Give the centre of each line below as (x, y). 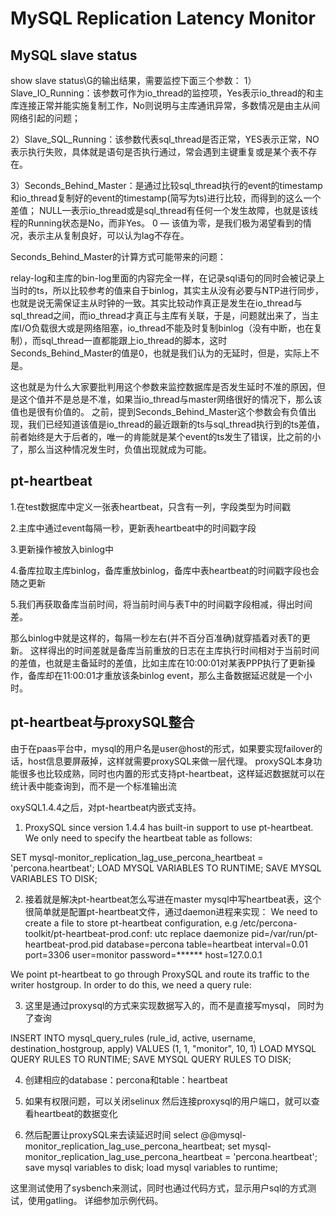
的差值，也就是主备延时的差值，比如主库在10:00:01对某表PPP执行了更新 (158, 663)
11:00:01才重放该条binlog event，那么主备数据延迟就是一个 (183, 675)
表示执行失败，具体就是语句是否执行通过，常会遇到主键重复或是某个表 (155, 151)
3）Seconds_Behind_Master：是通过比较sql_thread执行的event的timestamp (166, 185)
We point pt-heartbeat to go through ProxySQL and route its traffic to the (160, 974)
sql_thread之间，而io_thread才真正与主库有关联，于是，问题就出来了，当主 (165, 315)
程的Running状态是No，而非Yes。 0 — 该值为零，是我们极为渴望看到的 (156, 223)
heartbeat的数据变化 (75, 1113)
